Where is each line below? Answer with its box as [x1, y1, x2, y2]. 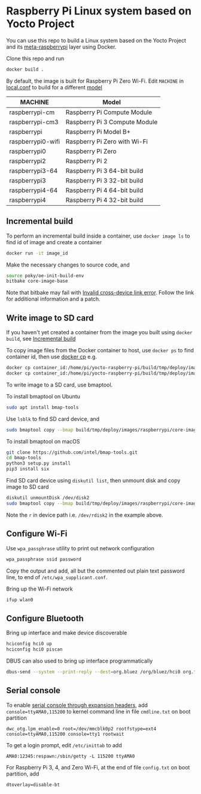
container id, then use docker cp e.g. [6, 353, 98, 361]
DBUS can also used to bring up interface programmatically [6, 657, 153, 664]
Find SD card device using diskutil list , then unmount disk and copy [6, 477, 181, 484]
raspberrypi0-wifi [9, 137, 60, 145]
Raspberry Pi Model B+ [65, 127, 131, 136]
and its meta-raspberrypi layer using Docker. [6, 43, 117, 50]
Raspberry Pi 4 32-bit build [65, 196, 144, 204]
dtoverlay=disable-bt [6, 781, 60, 787]
